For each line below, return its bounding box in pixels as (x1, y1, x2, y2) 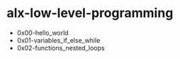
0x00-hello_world (16, 28, 69, 37)
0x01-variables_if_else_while (16, 36, 101, 44)
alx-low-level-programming (6, 5, 174, 21)
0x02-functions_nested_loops (16, 43, 105, 52)
